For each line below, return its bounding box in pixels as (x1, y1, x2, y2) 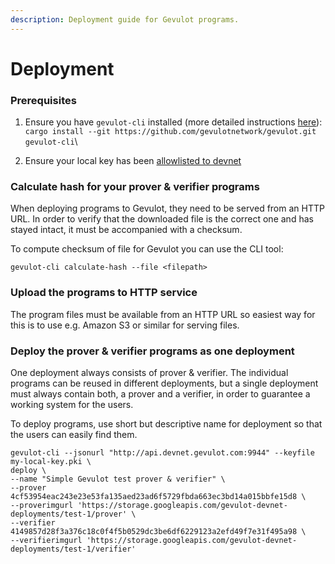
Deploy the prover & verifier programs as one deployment (10, 344, 295, 358)
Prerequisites (10, 93, 77, 107)
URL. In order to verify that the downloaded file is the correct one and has (10, 213, 314, 225)
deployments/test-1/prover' (10, 509, 128, 519)
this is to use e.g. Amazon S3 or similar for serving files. (10, 319, 240, 331)
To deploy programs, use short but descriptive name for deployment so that (10, 418, 323, 430)
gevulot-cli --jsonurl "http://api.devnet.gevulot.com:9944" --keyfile (10, 448, 315, 458)
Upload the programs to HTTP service (10, 286, 198, 300)
